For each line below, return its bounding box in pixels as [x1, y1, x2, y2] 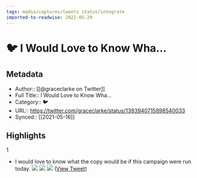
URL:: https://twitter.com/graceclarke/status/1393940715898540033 [14, 107, 186, 114]
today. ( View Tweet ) [14, 165, 87, 173]
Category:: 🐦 [14, 98, 49, 105]
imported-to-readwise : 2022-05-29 [6, 14, 93, 20]
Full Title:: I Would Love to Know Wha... [14, 91, 112, 99]
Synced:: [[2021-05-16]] [14, 113, 75, 120]
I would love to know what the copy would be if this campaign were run [14, 158, 192, 165]
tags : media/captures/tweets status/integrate [6, 8, 125, 15]
